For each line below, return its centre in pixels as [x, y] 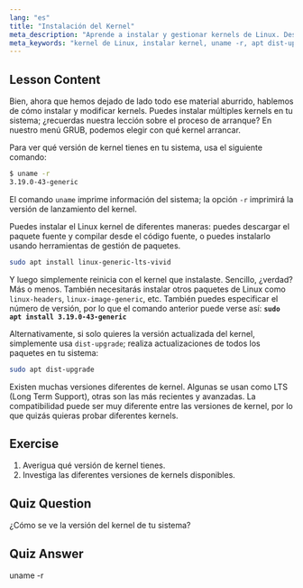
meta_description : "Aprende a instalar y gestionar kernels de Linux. [145, 34]
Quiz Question [50, 504]
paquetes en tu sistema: [54, 352]
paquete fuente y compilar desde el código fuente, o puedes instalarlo [140, 236]
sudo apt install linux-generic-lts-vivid [90, 262]
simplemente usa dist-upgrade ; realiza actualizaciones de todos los [135, 343]
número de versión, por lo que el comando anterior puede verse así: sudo [145, 308]
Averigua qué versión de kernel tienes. [94, 465]
